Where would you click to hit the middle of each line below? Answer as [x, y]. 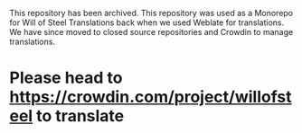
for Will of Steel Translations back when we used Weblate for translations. [147, 22]
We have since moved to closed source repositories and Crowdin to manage [151, 32]
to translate [80, 116]
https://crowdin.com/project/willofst [151, 97]
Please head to [66, 78]
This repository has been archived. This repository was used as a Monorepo [151, 13]
